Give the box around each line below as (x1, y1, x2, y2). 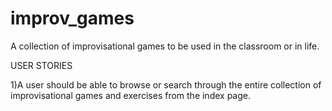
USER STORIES (10, 59, 73, 71)
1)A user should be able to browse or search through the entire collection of (10, 78, 322, 91)
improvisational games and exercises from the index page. (10, 89, 251, 101)
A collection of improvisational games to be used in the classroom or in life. (10, 40, 320, 52)
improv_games (10, 7, 135, 30)
